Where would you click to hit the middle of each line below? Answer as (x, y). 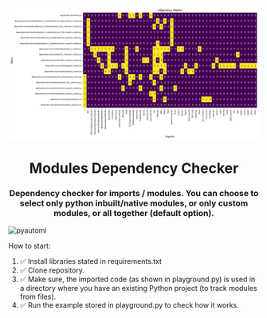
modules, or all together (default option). (134, 213)
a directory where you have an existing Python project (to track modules (138, 289)
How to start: (29, 246)
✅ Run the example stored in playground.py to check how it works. (129, 305)
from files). (38, 296)
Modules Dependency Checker (134, 168)
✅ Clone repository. (52, 270)
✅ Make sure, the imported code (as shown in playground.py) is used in (137, 279)
